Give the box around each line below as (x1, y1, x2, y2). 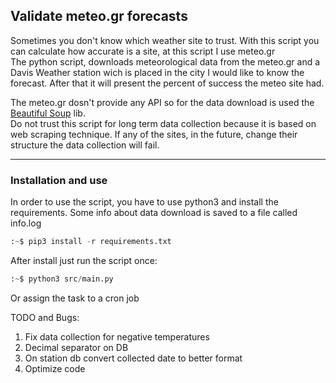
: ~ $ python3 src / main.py (10, 274, 114, 284)
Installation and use (10, 173, 108, 187)
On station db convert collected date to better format (24, 352, 243, 364)
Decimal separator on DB (24, 341, 129, 353)
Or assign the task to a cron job (10, 292, 140, 304)
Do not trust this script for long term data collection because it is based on (10, 117, 317, 129)
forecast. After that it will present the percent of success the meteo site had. (10, 77, 325, 89)
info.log (10, 217, 42, 229)
